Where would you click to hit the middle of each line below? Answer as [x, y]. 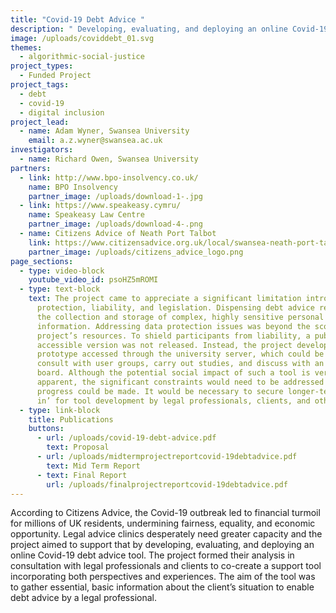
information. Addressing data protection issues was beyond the [173, 326]
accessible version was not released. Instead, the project [164, 345]
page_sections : [42, 261]
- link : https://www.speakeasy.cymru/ [100, 206]
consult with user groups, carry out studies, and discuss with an [180, 364]
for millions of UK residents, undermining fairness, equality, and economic [163, 523]
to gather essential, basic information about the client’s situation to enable [162, 587]
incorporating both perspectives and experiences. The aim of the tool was [163, 577]
